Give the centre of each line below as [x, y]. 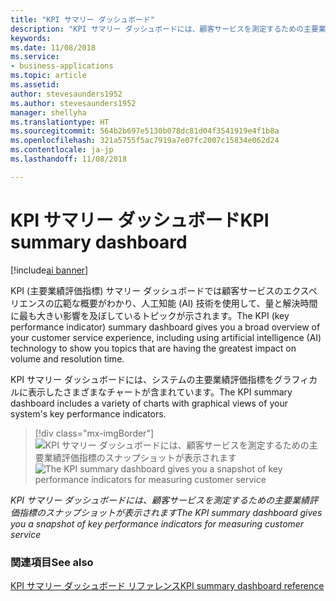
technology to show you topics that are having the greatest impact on [153, 348]
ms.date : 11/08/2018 [53, 47]
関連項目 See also [52, 562]
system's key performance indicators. [88, 413]
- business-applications [62, 66]
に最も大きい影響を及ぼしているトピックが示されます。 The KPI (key [150, 315]
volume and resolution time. [67, 358]
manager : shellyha [48, 112]
